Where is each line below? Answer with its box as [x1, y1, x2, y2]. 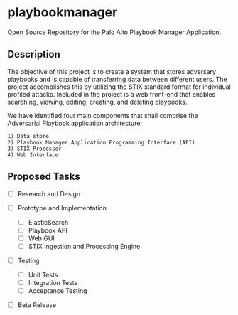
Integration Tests [28, 279, 78, 287]
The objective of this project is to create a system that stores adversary [7, 67, 217, 75]
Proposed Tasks [7, 171, 80, 183]
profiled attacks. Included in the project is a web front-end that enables [7, 90, 216, 98]
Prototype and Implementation [17, 203, 107, 212]
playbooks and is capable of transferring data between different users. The [7, 75, 227, 83]
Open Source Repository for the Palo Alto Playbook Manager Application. [7, 28, 222, 36]
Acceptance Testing [28, 287, 87, 295]
